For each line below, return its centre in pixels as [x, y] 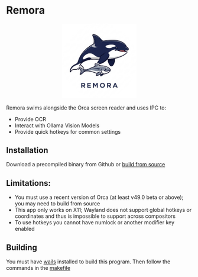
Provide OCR [30, 119]
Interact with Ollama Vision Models [57, 125]
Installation [27, 150]
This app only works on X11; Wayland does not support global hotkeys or [103, 210]
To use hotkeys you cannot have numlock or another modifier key [95, 223]
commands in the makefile [38, 268]
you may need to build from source [57, 204]
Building [22, 247]
